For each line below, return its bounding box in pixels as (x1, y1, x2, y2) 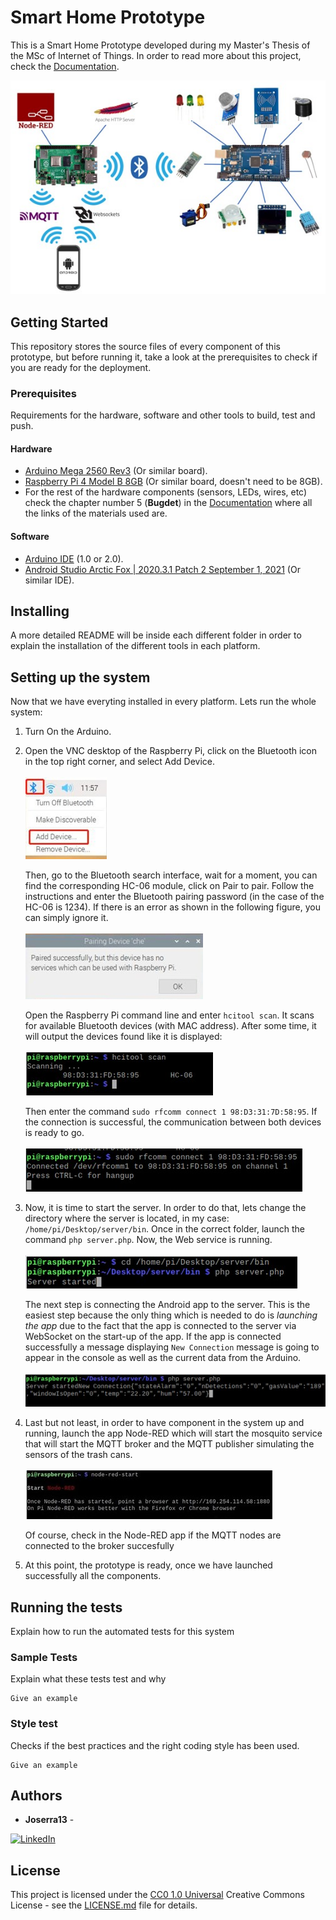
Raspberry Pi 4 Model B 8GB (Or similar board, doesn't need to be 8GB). (24, 476, 323, 488)
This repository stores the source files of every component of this (10, 340, 281, 352)
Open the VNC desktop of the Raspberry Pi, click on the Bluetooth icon (24, 745, 318, 757)
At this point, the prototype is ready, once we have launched (24, 1559, 273, 1571)
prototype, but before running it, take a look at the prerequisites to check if (10, 351, 318, 363)
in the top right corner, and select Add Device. (24, 756, 216, 768)
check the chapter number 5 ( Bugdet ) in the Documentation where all (24, 497, 313, 509)
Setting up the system (10, 669, 151, 686)
